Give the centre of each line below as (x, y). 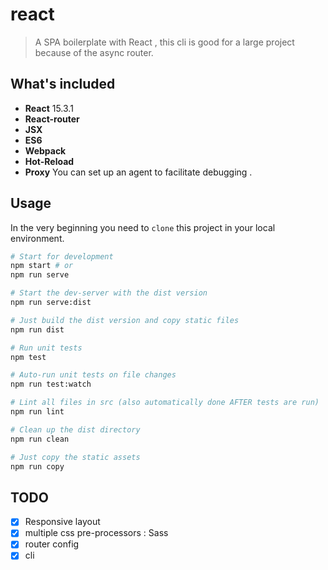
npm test (28, 357)
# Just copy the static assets (75, 457)
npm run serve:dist (51, 303)
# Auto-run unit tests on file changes (93, 375)
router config (52, 544)
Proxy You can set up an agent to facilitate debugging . (138, 172)
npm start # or (42, 266)
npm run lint (37, 412)
